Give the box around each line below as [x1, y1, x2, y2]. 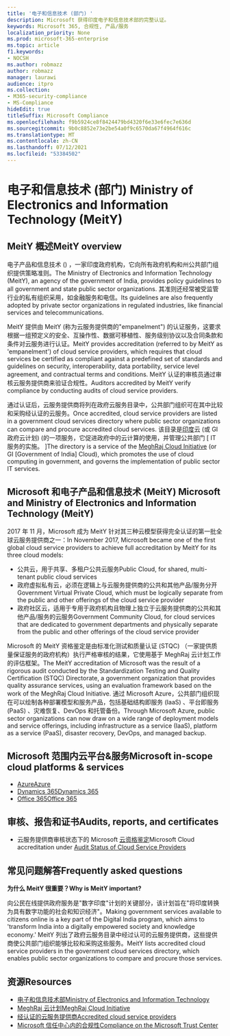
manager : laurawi [7, 73, 57, 81]
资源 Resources [7, 976, 72, 987]
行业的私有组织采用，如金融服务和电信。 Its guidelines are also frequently [7, 293, 214, 301]
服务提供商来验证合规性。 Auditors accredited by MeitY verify [18, 378, 192, 387]
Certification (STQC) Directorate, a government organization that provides [7, 674, 216, 682]
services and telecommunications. [7, 308, 104, 316]
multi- [190, 564, 207, 573]
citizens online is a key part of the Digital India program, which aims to [7, 915, 205, 923]
